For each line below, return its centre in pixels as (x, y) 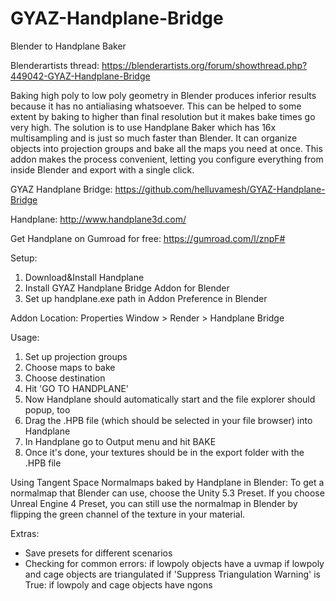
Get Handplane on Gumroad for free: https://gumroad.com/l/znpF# (148, 238)
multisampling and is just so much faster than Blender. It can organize (154, 138)
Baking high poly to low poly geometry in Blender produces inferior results (163, 95)
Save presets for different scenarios (98, 553)
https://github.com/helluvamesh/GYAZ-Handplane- (220, 189)
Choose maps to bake (70, 367)
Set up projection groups (76, 356)
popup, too (47, 409)
